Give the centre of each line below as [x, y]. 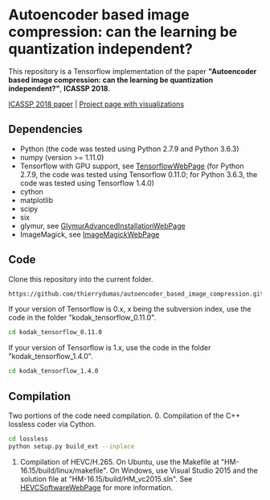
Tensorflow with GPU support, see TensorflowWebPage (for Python [132, 166]
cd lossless [28, 439]
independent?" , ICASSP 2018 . [59, 88]
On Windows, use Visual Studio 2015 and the [184, 470]
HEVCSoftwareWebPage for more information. [96, 487]
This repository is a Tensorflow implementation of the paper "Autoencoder [133, 71]
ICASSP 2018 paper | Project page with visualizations [96, 104]
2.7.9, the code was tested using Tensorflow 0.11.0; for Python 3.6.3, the [139, 174]
